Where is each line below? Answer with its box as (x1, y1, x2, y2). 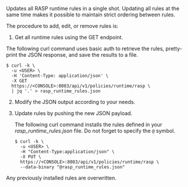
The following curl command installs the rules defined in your (14, 121, 163, 128)
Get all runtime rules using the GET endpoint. (14, 34, 123, 40)
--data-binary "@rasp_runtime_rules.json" (20, 164, 125, 170)
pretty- (165, 45, 183, 52)
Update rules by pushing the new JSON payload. (14, 110, 133, 116)
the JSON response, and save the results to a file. (18, 51, 138, 58)
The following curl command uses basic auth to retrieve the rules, (6, 45, 165, 52)
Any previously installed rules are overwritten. (6, 175, 117, 181)
